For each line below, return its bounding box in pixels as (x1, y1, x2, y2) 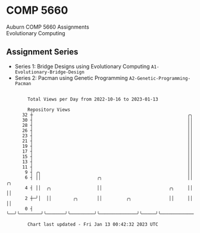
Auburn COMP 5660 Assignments (6, 23, 89, 30)
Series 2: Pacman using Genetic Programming (14, 74, 128, 81)
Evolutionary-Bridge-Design (14, 69, 85, 75)
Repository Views (27, 107, 70, 113)
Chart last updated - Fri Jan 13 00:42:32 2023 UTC (27, 221, 159, 227)
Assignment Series (6, 47, 79, 57)
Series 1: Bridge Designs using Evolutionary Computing (14, 63, 150, 70)
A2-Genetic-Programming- (129, 75, 191, 81)
